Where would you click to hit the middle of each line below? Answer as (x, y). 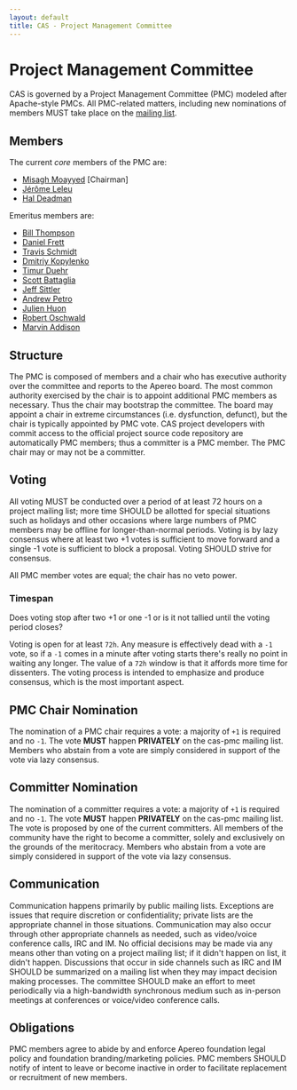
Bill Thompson (48, 233)
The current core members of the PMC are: (88, 163)
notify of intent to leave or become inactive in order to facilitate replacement (148, 1068)
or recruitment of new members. (68, 1078)
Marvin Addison (51, 327)
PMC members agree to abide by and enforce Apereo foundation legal (137, 1049)
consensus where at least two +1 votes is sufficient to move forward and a (145, 539)
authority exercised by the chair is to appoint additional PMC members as (143, 395)
